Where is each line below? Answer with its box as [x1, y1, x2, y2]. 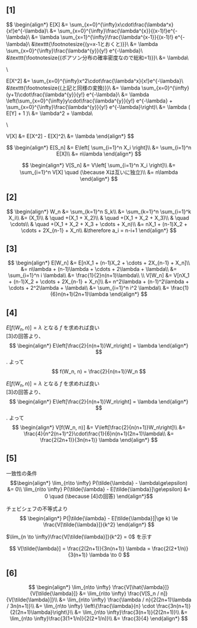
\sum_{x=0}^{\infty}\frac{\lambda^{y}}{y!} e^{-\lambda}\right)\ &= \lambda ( [6, 103, 191, 110]
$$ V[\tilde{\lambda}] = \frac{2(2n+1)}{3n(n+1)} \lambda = [9, 545, 151, 552]
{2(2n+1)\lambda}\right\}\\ [9, 609, 74, 616]
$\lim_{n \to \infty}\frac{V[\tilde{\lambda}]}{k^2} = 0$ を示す [6, 533, 152, 540]
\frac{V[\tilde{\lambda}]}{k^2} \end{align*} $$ [43, 521, 155, 528]
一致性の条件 [6, 470, 37, 477]
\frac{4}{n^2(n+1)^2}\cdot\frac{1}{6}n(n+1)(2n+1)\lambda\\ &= [23, 430, 175, 437]
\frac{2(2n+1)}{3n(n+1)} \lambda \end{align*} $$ [40, 436, 158, 443]
